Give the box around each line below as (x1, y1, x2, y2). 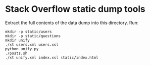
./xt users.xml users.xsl (5, 42, 58, 47)
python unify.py (5, 46, 39, 51)
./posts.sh (5, 51, 28, 56)
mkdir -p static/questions (5, 33, 61, 38)
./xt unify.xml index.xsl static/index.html (5, 55, 99, 60)
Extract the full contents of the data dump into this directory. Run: (5, 20, 139, 26)
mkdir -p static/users (5, 29, 52, 34)
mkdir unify (5, 38, 30, 43)
